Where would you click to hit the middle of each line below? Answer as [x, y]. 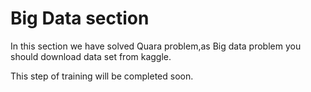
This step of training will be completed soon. [102, 76]
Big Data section [80, 18]
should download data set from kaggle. [91, 56]
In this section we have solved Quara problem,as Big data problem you [156, 46]
